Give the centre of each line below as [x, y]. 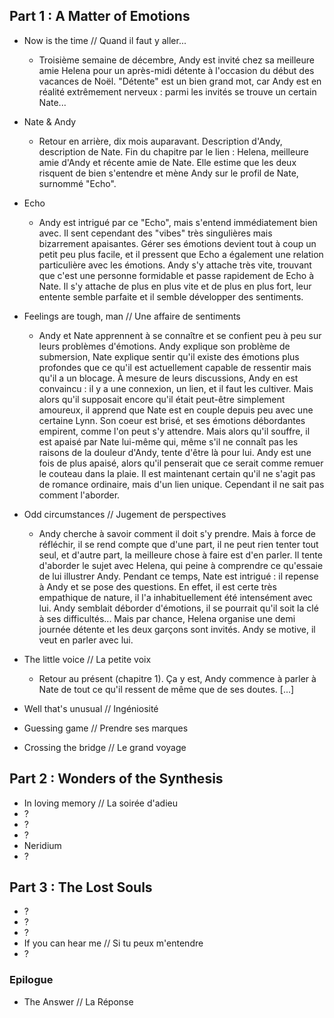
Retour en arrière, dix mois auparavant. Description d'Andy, [160, 141]
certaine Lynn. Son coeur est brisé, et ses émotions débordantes [172, 420]
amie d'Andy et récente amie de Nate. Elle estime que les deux [167, 162]
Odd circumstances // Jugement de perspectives [125, 514]
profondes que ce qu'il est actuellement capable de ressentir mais [175, 367]
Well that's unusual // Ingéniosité [91, 708]
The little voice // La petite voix [87, 659]
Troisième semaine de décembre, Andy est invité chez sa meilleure [177, 60]
